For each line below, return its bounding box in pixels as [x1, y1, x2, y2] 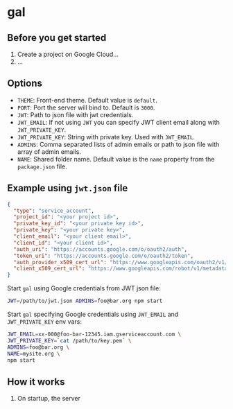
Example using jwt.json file [7, 182, 128, 194]
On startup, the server [17, 394, 81, 403]
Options [7, 78, 43, 89]
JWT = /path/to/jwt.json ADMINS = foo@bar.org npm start [7, 297, 163, 305]
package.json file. [17, 162, 67, 171]
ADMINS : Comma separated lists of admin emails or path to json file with [17, 140, 220, 148]
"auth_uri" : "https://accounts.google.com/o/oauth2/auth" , [13, 245, 188, 253]
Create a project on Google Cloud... [17, 50, 119, 58]
